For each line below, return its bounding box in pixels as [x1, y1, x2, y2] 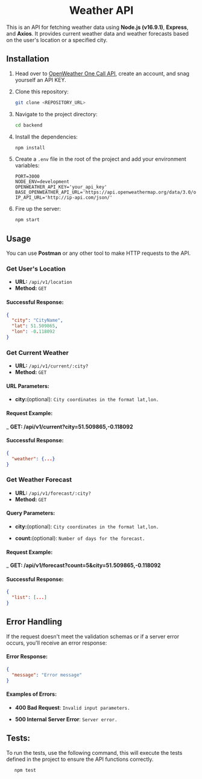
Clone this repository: [14, 88, 69, 95]
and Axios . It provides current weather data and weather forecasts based [6, 30, 189, 37]
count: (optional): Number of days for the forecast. [14, 534, 145, 542]
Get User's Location [6, 264, 66, 273]
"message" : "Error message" [11, 672, 83, 678]
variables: [14, 162, 40, 169]
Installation [6, 54, 49, 64]
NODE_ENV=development [14, 179, 69, 185]
